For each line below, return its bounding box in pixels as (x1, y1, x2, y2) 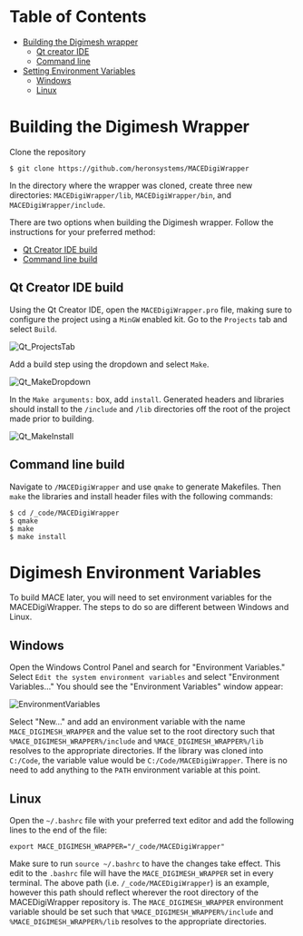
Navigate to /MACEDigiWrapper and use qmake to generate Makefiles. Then (9, 481, 281, 492)
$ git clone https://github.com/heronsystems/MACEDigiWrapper (9, 163, 249, 173)
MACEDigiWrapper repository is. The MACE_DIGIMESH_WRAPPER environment (9, 897, 284, 908)
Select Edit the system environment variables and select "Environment (9, 672, 279, 683)
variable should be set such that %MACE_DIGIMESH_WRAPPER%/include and (9, 906, 274, 918)
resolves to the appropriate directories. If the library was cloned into (9, 745, 264, 756)
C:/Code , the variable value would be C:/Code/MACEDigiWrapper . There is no (9, 755, 288, 766)
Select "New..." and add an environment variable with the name (9, 716, 246, 727)
